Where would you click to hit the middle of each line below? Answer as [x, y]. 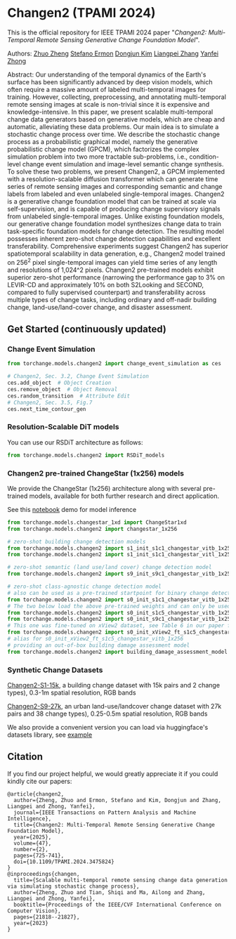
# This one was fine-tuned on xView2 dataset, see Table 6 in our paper [116, 626]
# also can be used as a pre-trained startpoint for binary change [108, 593]
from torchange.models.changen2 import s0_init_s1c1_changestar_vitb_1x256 [120, 599]
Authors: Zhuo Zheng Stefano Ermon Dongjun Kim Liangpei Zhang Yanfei [113, 53]
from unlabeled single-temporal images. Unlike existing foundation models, [116, 216]
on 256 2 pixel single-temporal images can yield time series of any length [112, 261]
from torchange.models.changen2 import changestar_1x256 [92, 529]
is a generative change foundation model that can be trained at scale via [112, 201]
